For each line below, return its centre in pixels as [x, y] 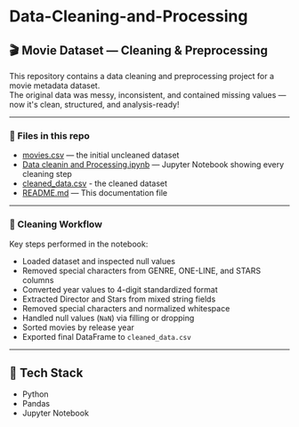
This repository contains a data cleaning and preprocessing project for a [141, 76]
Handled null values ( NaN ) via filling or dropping [108, 318]
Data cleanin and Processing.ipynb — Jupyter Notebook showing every [153, 165]
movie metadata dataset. [55, 85]
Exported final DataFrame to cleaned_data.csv [106, 336]
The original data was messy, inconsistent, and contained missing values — [148, 95]
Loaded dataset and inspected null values [99, 261]
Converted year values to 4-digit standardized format [120, 289]
